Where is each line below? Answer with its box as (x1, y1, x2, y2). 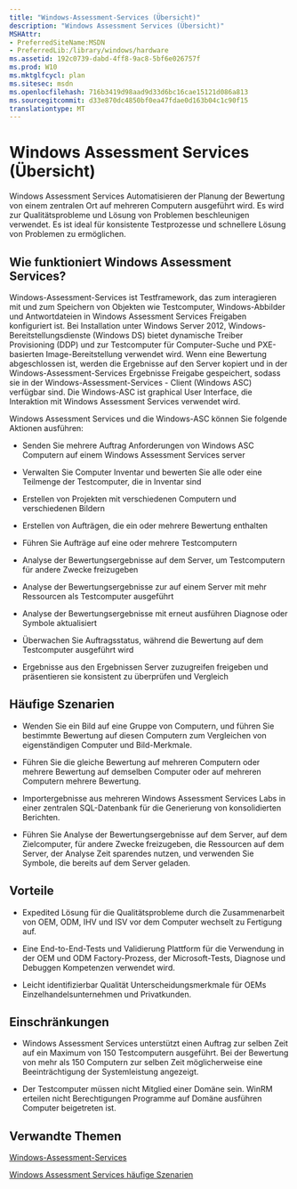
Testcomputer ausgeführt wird (21, 645, 134, 655)
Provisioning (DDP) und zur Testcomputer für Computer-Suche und (9, 339, 256, 350)
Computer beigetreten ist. (21, 1103, 117, 1113)
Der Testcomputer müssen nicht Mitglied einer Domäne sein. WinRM (21, 1084, 273, 1095)
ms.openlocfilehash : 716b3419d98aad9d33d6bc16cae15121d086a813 (9, 87, 249, 96)
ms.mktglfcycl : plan (9, 71, 86, 80)
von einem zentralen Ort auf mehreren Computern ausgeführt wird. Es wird (9, 200, 285, 211)
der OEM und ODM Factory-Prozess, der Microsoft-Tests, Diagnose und (21, 952, 286, 963)
